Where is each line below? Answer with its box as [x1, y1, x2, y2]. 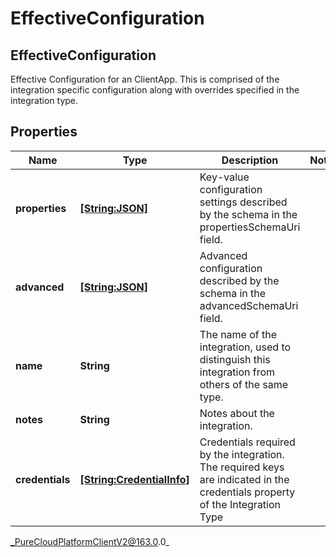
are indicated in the [199, 472, 290, 486]
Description [221, 153, 279, 167]
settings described [199, 195, 288, 209]
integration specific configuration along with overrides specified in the [10, 84, 300, 96]
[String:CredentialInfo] [79, 472, 190, 486]
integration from [199, 365, 276, 379]
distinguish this [199, 352, 271, 366]
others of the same [199, 377, 289, 391]
